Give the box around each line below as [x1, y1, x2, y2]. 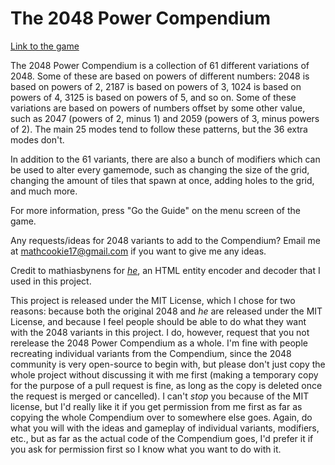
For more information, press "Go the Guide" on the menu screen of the [10, 204, 301, 216]
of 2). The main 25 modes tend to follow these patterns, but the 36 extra [10, 123, 308, 135]
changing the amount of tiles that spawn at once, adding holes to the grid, [10, 174, 315, 186]
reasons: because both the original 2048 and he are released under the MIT [10, 305, 323, 317]
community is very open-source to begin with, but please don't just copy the [10, 358, 326, 370]
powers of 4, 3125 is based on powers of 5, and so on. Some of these [10, 91, 297, 103]
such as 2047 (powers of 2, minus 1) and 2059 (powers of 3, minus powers [10, 112, 320, 124]
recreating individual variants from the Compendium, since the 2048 [10, 347, 292, 359]
